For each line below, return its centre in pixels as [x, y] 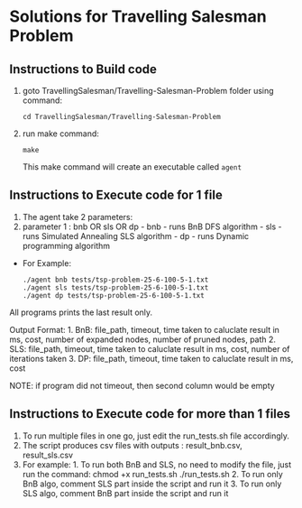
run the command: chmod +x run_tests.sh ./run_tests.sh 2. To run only [153, 474]
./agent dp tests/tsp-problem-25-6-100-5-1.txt [113, 295]
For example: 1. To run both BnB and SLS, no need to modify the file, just [157, 464]
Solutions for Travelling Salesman [138, 17]
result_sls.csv [48, 455]
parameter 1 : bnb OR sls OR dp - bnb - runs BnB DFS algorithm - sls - [152, 226]
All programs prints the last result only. [81, 312]
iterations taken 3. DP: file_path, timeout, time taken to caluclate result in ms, [151, 358]
